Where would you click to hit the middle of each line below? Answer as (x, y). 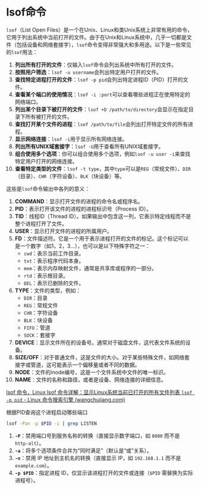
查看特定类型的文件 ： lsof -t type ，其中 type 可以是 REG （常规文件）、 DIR (103, 168)
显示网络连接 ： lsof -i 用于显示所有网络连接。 (71, 139)
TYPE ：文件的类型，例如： (48, 290)
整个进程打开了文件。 (41, 223)
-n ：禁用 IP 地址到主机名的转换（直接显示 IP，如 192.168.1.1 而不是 (98, 458)
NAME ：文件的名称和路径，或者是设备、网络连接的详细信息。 (90, 379)
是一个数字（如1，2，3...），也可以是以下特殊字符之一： (82, 246)
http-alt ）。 (29, 443)
